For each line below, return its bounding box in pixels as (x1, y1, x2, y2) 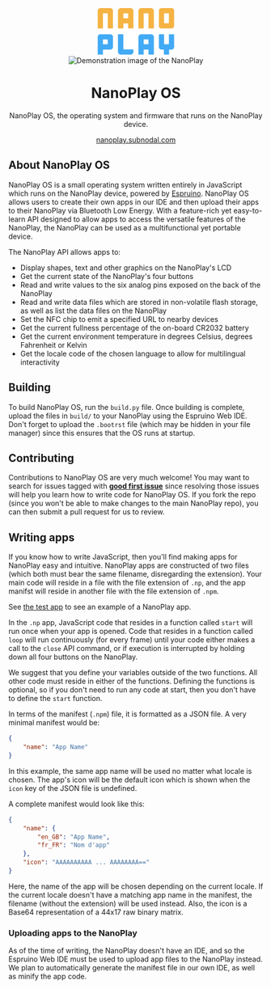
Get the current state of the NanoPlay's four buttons (19, 271, 194, 281)
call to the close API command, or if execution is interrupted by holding (8, 644, 245, 653)
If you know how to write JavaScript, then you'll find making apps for (8, 552, 238, 562)
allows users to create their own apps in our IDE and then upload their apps (8, 197, 259, 206)
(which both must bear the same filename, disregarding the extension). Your (8, 569, 263, 579)
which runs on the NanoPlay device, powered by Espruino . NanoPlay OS (8, 188, 249, 198)
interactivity (19, 357, 61, 367)
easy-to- (233, 205, 263, 215)
